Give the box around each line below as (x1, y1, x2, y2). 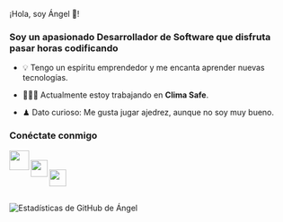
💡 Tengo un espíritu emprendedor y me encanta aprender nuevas (22, 63, 265, 73)
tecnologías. (22, 73, 69, 83)
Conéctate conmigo (9, 130, 98, 142)
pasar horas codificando (9, 41, 119, 54)
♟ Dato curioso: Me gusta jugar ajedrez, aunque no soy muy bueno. (22, 107, 275, 118)
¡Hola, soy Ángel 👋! (9, 9, 80, 19)
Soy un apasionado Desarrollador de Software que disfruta (9, 30, 271, 43)
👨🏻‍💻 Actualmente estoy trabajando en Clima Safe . (22, 90, 209, 100)
